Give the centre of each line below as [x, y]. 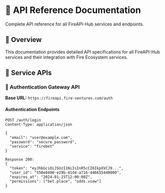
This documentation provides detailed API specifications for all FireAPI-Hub [83, 51]
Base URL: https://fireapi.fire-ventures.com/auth [59, 98]
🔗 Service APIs [28, 73]
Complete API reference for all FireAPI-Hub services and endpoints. [75, 24]
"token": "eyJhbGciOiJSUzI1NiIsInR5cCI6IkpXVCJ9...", [67, 168]
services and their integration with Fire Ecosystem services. [67, 57]
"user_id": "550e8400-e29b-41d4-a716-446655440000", [66, 172]
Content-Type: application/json [39, 124]
